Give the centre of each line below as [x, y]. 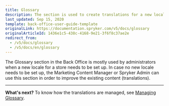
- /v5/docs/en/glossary [34, 47]
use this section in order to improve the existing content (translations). [78, 78]
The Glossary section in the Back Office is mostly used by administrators [80, 62]
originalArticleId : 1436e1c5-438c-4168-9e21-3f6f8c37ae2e [67, 33]
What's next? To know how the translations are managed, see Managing [81, 92]
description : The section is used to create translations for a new [78, 15]
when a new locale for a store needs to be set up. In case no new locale [80, 67]
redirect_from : [21, 38]
